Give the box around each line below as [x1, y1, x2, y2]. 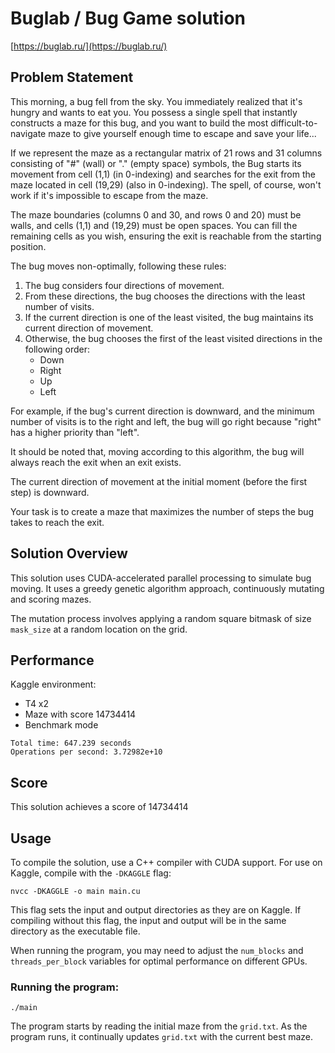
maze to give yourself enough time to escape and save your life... [48, 127, 317, 139]
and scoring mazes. [10, 593, 92, 605]
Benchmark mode [24, 719, 99, 731]
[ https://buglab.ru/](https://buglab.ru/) [10, 40, 168, 52]
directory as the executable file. [10, 925, 141, 937]
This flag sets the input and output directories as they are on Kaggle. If [10, 904, 302, 916]
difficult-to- [270, 117, 318, 129]
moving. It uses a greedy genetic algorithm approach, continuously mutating [10, 582, 325, 594]
